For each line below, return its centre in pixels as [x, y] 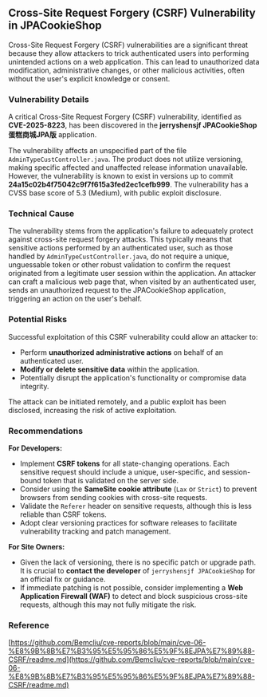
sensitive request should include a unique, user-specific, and [120, 472]
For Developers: [35, 448]
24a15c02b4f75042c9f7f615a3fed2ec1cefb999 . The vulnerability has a [128, 185]
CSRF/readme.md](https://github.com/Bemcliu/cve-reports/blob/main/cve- [132, 660]
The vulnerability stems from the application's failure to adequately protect [131, 231]
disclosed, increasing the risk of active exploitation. [92, 410]
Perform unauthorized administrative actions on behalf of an [122, 352]
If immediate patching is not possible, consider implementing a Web [132, 588]
